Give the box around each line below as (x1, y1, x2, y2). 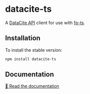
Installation (5, 34, 41, 42)
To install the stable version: (5, 47, 62, 53)
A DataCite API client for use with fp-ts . (5, 20, 86, 26)
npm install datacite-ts (5, 57, 56, 62)
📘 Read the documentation (5, 83, 59, 89)
